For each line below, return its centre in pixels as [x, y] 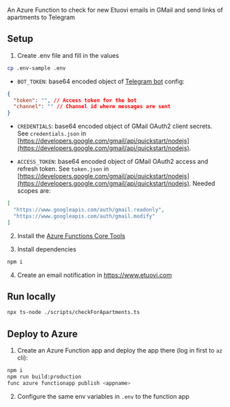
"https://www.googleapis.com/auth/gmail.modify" [84, 216]
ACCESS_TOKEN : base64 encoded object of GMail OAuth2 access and [113, 162]
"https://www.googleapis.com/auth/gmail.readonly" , [89, 210]
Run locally [32, 296]
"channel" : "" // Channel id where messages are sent [92, 107]
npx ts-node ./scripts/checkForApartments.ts [73, 313]
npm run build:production [44, 377]
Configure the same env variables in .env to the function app [103, 396]
